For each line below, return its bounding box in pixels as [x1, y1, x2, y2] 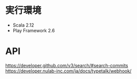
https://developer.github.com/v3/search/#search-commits [5, 62, 128, 68]
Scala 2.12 [12, 22, 34, 28]
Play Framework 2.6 [12, 27, 55, 33]
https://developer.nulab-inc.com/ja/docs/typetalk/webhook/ [5, 68, 132, 74]
